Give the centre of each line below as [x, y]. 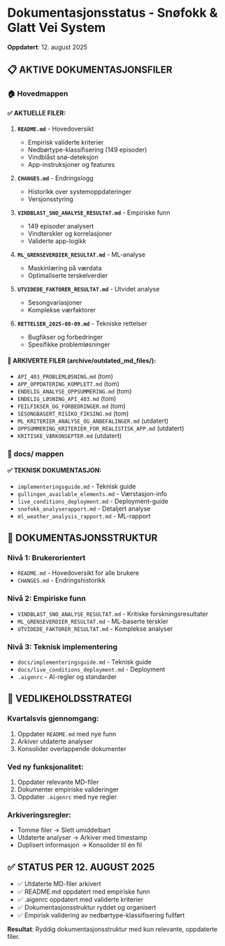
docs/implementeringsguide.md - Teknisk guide [85, 662]
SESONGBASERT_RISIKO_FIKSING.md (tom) [73, 413]
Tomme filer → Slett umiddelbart [64, 830]
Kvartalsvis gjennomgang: [53, 719]
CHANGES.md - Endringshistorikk [61, 581]
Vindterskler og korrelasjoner [70, 234]
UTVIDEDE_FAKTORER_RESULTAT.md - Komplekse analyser [95, 628]
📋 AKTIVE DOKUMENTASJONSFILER [90, 70]
